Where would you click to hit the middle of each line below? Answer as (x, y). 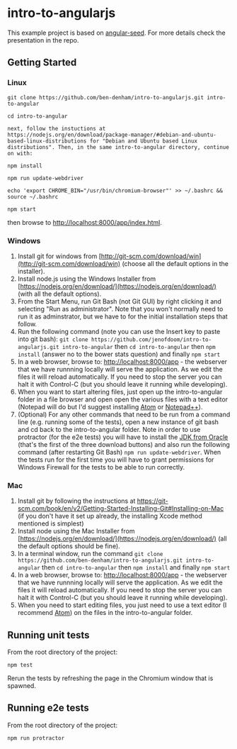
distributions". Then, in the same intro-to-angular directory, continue (118, 147)
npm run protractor (36, 738)
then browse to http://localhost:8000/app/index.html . (85, 222)
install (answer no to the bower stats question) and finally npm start (119, 354)
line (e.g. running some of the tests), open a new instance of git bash (118, 422)
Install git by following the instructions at (76, 501)
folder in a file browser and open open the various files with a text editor (123, 399)
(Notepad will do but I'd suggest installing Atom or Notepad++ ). (110, 406)
